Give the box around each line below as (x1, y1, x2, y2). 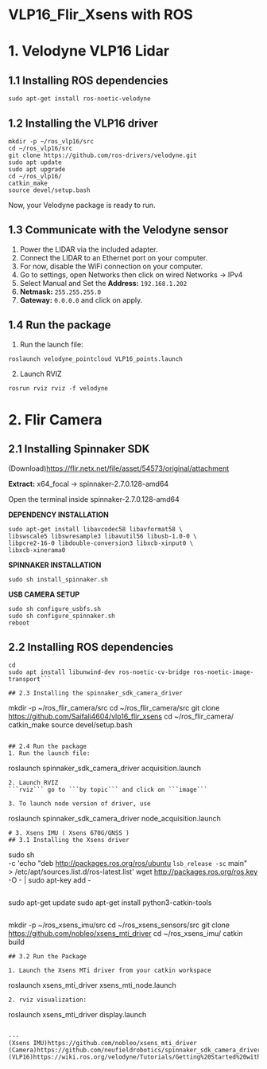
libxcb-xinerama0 (8, 546, 66, 554)
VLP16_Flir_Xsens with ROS (8, 6, 193, 24)
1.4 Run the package (8, 319, 111, 332)
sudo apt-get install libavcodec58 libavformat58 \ (8, 525, 183, 533)
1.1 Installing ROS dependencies (8, 73, 168, 87)
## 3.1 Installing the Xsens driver (8, 836, 130, 844)
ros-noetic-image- (193, 668, 254, 676)
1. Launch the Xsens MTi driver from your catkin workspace (8, 966, 212, 975)
